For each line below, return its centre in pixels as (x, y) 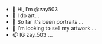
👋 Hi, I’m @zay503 (35, 9)
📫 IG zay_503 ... (32, 35)
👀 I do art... (26, 15)
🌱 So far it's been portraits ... (48, 22)
